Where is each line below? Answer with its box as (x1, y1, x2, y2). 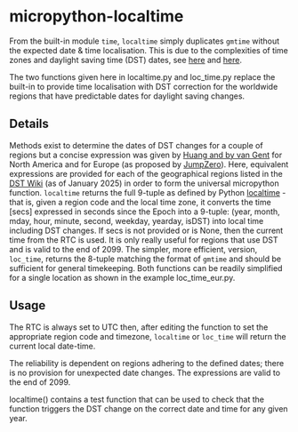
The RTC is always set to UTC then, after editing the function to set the (9, 322, 269, 332)
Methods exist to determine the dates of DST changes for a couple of (9, 140, 264, 150)
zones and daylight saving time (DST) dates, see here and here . (9, 54, 243, 65)
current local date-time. (9, 340, 96, 351)
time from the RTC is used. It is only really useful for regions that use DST (9, 234, 278, 245)
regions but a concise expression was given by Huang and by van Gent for (9, 149, 283, 160)
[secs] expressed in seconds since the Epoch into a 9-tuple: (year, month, (9, 206, 280, 217)
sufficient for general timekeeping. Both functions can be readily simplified (9, 262, 283, 273)
